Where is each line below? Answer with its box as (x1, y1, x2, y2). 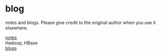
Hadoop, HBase (5, 39, 38, 45)
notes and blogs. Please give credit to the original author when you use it (5, 19, 156, 25)
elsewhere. (5, 24, 28, 30)
